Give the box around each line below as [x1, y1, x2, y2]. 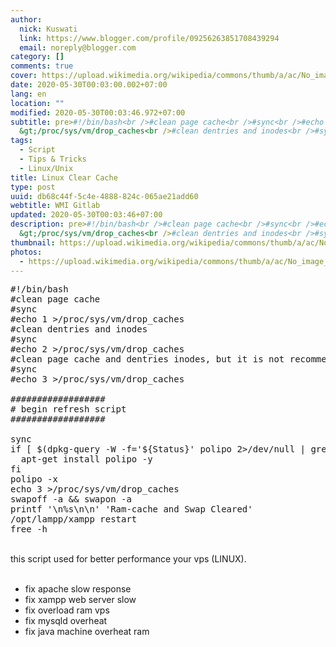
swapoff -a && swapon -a [10, 494, 132, 505]
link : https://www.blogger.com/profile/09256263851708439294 [19, 33, 280, 43]
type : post [10, 182, 56, 192]
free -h [10, 524, 48, 535]
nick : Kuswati [19, 24, 78, 34]
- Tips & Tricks [19, 154, 87, 164]
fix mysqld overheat [24, 615, 108, 627]
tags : [10, 136, 33, 146]
